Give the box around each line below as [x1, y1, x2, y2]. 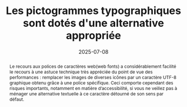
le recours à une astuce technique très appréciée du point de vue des [9, 68, 153, 75]
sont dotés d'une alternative [23, 16, 164, 30]
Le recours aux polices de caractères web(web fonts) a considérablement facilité [9, 63, 177, 70]
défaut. [9, 96, 25, 102]
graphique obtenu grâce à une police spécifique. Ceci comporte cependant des [9, 80, 173, 86]
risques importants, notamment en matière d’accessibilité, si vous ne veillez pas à [9, 85, 178, 91]
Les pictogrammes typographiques [5, 4, 182, 18]
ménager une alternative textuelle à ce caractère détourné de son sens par [9, 91, 164, 97]
